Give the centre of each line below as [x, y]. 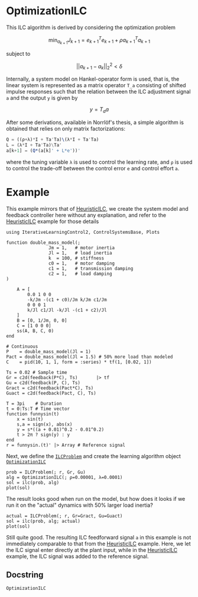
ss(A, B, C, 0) [35, 331]
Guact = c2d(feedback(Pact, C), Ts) [51, 393]
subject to [18, 53]
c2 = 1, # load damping [80, 274]
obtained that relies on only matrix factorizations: [66, 128]
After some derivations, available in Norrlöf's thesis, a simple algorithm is [95, 122]
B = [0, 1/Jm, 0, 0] [42, 320]
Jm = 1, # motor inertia [82, 247]
